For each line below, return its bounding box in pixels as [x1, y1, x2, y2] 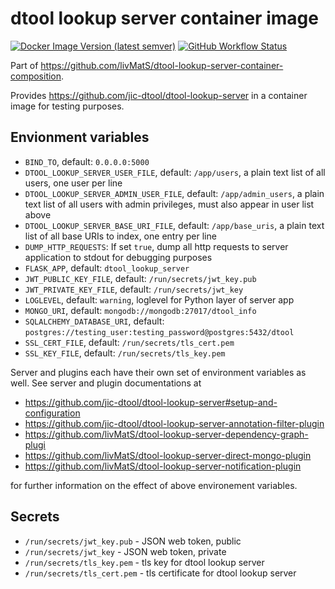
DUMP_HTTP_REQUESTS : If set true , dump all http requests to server [24, 240, 289, 252]
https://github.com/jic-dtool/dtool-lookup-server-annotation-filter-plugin [24, 417, 325, 429]
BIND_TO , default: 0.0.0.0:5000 [24, 155, 150, 167]
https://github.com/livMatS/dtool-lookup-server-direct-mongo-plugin [24, 449, 312, 461]
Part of [10, 59, 39, 71]
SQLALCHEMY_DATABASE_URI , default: [24, 315, 165, 327]
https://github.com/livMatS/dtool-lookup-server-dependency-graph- [24, 428, 309, 440]
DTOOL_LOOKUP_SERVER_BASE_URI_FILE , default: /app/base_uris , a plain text [24, 219, 325, 231]
